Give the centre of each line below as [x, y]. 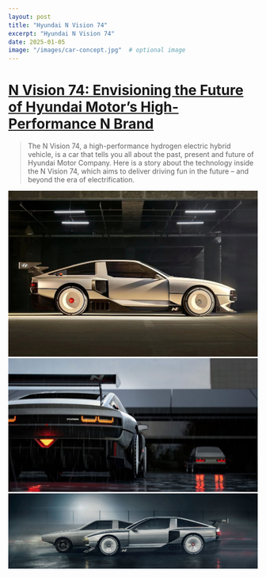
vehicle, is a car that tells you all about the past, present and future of [141, 155]
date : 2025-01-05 [37, 42]
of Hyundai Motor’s [73, 107]
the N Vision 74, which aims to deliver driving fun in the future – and [138, 171]
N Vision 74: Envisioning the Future [126, 90]
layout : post [30, 17]
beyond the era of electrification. [81, 180]
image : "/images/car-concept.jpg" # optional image [97, 50]
